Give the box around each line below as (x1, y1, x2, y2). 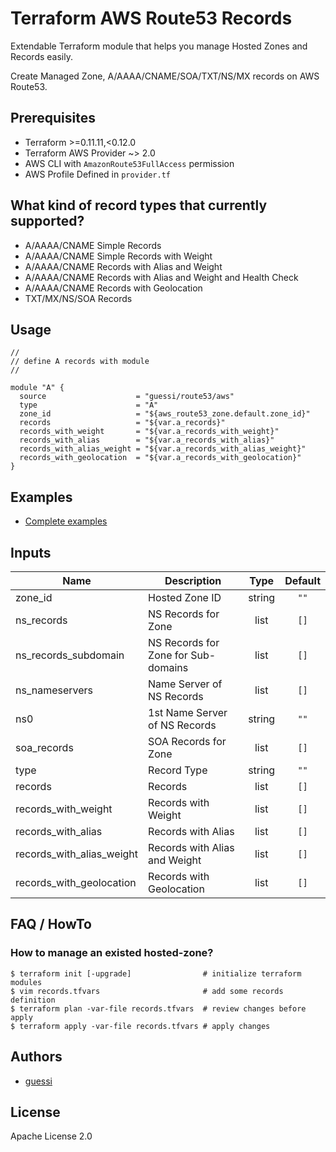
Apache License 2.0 (10, 1130, 93, 1142)
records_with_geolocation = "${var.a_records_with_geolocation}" (19, 453, 302, 463)
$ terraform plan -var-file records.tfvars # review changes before (10, 1003, 307, 1014)
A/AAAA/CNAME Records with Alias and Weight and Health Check (24, 271, 299, 283)
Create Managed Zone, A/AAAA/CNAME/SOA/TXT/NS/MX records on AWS (10, 70, 320, 82)
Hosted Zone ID (148, 591, 222, 604)
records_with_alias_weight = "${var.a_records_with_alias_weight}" (19, 444, 307, 454)
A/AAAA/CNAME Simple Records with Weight (24, 250, 213, 262)
